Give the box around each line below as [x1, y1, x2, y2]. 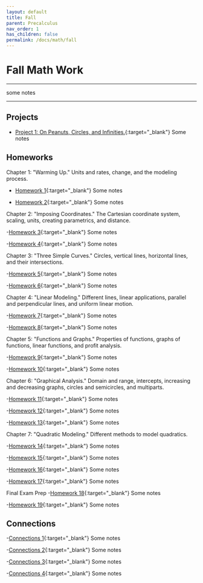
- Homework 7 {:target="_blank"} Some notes [6, 312, 117, 319]
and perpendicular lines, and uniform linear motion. [6, 300, 134, 307]
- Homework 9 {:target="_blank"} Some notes [6, 353, 117, 361]
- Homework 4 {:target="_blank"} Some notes [6, 240, 118, 248]
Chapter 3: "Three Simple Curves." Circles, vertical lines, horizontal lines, [6, 252, 188, 259]
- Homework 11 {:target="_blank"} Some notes [6, 395, 118, 402]
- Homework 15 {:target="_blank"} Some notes [6, 454, 120, 461]
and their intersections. [6, 258, 64, 266]
